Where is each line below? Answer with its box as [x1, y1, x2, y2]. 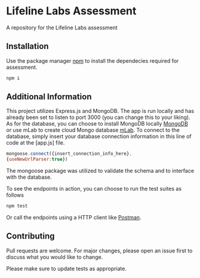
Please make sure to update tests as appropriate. [6, 265, 127, 272]
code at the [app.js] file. [6, 139, 65, 146]
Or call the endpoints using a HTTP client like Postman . [6, 214, 141, 221]
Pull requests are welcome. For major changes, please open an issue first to [6, 247, 193, 254]
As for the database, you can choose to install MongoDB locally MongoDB [6, 120, 188, 127]
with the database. [6, 173, 52, 181]
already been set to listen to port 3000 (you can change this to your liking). [6, 114, 190, 121]
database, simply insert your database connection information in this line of [6, 133, 192, 140]
